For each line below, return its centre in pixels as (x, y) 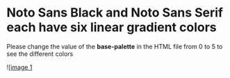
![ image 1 (19, 67)
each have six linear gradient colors (112, 27)
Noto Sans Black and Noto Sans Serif (115, 13)
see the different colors (40, 54)
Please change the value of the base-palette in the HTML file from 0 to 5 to (115, 46)
